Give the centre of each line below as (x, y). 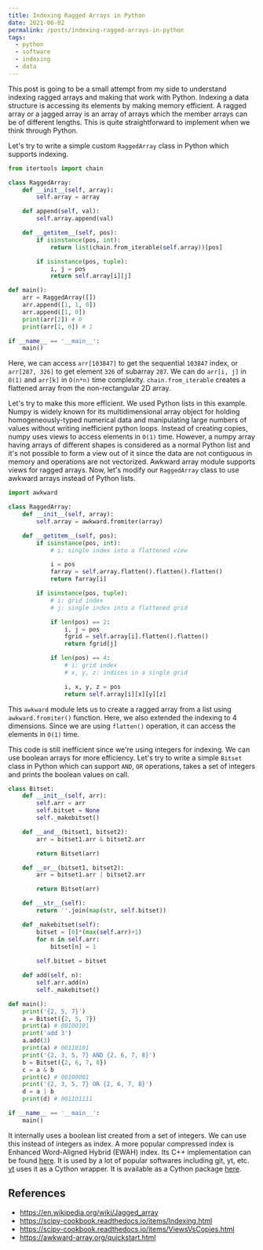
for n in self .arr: (68, 939)
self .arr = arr (61, 804)
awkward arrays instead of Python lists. (72, 479)
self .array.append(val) (75, 219)
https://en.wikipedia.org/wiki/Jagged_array (89, 1212)
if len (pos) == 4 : (80, 658)
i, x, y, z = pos (93, 687)
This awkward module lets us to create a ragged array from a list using (120, 709)
